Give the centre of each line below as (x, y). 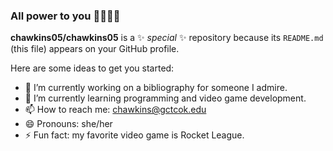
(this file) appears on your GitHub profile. (95, 49)
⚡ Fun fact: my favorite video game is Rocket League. (134, 135)
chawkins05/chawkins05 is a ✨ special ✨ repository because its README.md (167, 38)
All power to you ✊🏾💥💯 (65, 16)
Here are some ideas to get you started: (92, 68)
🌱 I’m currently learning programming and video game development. (165, 98)
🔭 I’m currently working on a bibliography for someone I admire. (156, 88)
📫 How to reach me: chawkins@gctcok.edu (115, 110)
